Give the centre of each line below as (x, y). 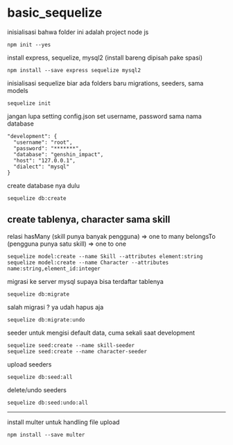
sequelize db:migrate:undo (46, 320)
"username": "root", (43, 142)
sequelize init (29, 103)
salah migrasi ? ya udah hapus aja (55, 307)
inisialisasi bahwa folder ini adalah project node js (78, 32)
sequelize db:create (37, 198)
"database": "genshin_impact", (59, 154)
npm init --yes (29, 44)
